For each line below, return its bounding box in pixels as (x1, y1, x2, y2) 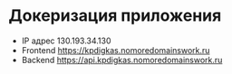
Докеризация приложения (8, 5, 222, 26)
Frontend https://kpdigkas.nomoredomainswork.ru (21, 44, 210, 55)
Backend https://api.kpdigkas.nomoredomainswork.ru (21, 54, 223, 65)
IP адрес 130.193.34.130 (21, 35, 111, 46)
